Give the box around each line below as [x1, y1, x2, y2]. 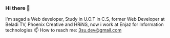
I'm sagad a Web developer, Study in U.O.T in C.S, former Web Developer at [5, 16, 165, 22]
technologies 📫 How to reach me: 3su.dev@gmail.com [5, 27, 122, 33]
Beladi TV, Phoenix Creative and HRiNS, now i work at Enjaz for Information [5, 21, 164, 27]
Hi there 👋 [5, 5, 31, 12]
